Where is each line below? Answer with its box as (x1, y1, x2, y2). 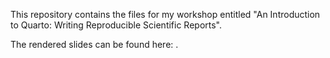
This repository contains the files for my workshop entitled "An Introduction (10, 9, 321, 20)
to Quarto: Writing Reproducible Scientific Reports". (10, 19, 223, 31)
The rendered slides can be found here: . (10, 39, 179, 50)
